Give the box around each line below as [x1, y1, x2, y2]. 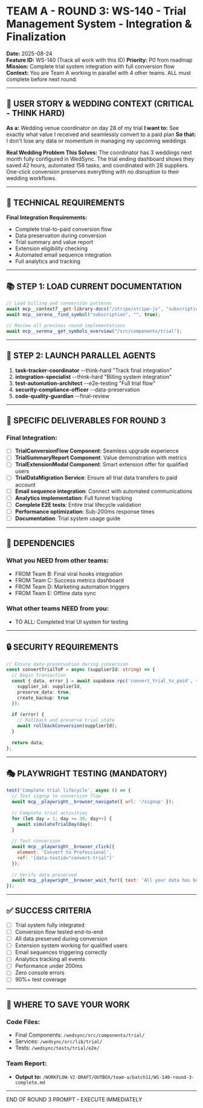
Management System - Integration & [6, 17, 192, 31]
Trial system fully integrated [14, 921, 85, 929]
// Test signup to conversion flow [11, 793, 101, 799]
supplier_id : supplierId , [17, 684, 83, 690]
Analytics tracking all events [14, 956, 86, 963]
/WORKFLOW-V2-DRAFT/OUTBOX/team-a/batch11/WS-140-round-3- [42, 1074, 195, 1080]
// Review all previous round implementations [6, 323, 126, 329]
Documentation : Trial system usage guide [14, 515, 121, 522]
